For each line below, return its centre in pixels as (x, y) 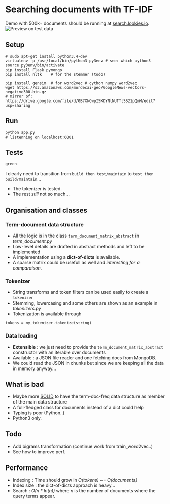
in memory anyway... (35, 368)
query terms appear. (34, 496)
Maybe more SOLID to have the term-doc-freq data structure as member (89, 396)
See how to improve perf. (39, 452)
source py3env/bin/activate (35, 65)
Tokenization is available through (47, 314)
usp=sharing (18, 105)
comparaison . (27, 268)
